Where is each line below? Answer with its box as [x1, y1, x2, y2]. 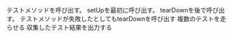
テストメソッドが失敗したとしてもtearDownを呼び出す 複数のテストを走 [20, 15, 227, 23]
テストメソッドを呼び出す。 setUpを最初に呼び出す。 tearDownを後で [6, 6, 207, 14]
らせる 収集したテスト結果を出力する [6, 23, 112, 31]
